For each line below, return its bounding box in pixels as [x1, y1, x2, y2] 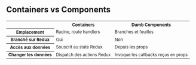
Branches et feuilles [114, 29, 154, 35]
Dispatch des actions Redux [56, 51, 111, 58]
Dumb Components [131, 22, 171, 28]
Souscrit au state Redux [56, 44, 103, 50]
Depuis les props [114, 44, 148, 50]
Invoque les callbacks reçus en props [114, 51, 188, 58]
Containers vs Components [6, 5, 111, 15]
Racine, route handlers [56, 29, 100, 35]
